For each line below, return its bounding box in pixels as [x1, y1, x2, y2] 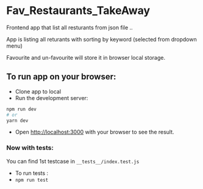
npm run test [15, 177, 49, 183]
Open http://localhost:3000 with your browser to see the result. [15, 129, 175, 136]
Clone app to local [15, 88, 62, 95]
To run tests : [15, 169, 49, 177]
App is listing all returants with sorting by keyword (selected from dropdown [6, 35, 197, 43]
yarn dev [6, 117, 29, 124]
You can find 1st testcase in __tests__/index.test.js [6, 157, 140, 165]
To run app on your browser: [6, 71, 116, 82]
